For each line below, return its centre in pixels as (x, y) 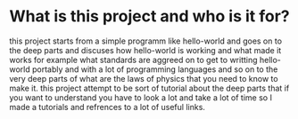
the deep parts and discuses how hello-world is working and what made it (145, 50)
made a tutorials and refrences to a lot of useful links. (107, 107)
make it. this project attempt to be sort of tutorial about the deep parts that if (149, 88)
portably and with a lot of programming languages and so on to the (155, 69)
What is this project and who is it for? (149, 16)
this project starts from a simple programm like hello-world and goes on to (146, 41)
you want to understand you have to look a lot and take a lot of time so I (141, 97)
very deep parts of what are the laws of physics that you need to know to (144, 78)
